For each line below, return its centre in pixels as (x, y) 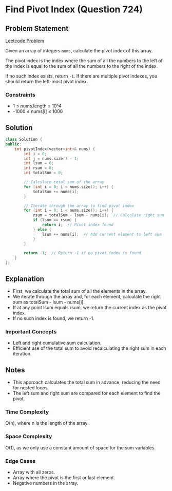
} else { (42, 230)
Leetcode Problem (25, 41)
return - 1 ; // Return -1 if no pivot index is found (82, 253)
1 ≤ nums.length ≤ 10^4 (37, 106)
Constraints (21, 95)
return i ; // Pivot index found (78, 225)
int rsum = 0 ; (39, 168)
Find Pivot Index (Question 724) (74, 10)
